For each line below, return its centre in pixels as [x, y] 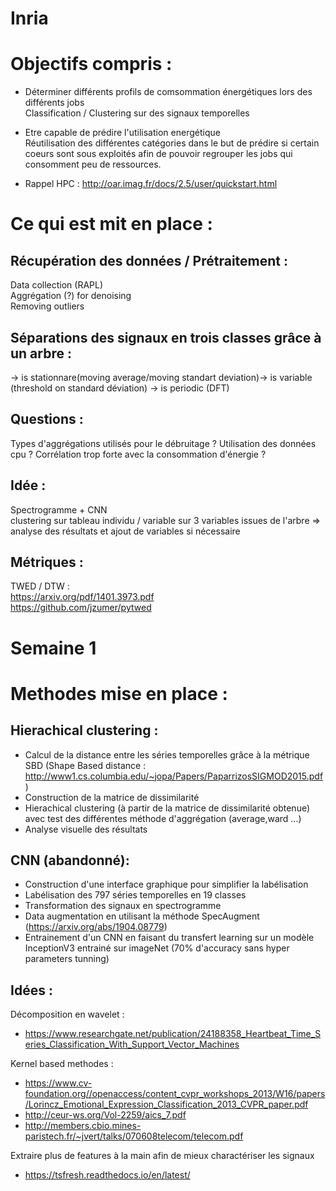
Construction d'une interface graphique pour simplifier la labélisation [166, 884]
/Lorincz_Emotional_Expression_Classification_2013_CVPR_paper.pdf [166, 1104]
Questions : [47, 419]
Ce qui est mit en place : [111, 224]
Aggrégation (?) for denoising [71, 296]
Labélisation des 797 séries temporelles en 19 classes [135, 895]
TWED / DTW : [40, 586]
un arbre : [41, 353]
